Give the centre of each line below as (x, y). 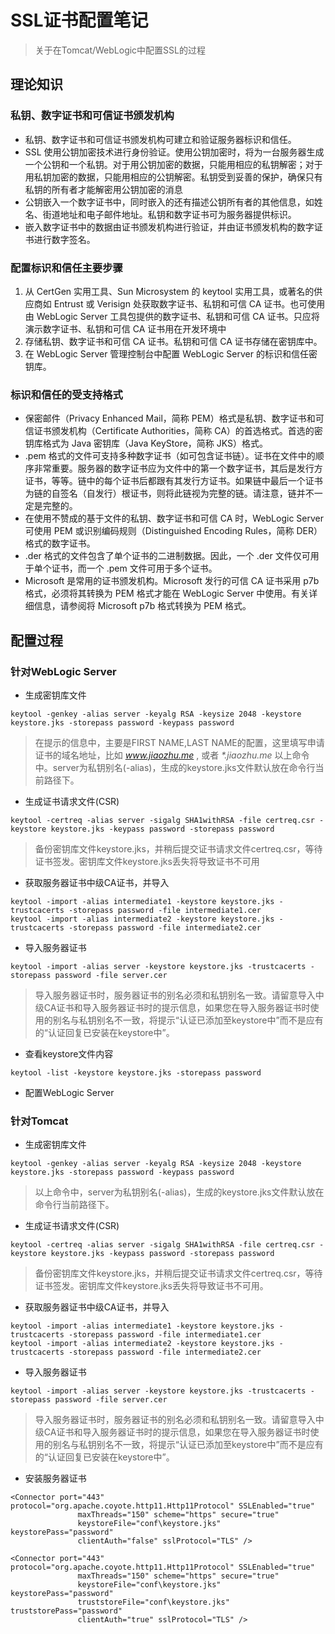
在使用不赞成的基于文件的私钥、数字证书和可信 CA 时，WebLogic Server (174, 518)
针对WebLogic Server (63, 671)
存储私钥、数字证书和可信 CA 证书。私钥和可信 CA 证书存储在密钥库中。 (173, 341)
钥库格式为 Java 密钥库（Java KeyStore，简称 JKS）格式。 (146, 443)
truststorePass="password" (66, 1611)
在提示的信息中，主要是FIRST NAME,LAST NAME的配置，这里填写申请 (179, 742)
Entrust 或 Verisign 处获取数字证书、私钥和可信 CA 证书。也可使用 (189, 303)
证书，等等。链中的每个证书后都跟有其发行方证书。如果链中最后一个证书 (173, 481)
